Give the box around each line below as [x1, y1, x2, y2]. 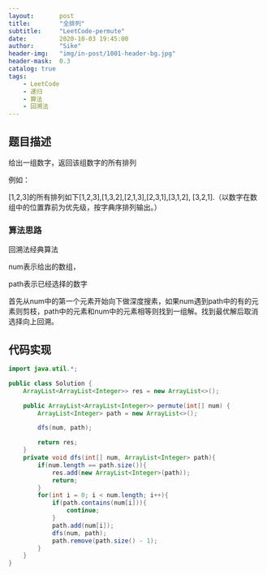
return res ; [37, 439, 79, 447]
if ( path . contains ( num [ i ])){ [51, 499, 148, 508]
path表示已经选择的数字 [8, 279, 88, 289]
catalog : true [8, 65, 57, 73]
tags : [8, 72, 27, 80]
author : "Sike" [8, 42, 82, 50]
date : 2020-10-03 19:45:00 [8, 34, 129, 43]
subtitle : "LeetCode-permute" [8, 27, 126, 35]
